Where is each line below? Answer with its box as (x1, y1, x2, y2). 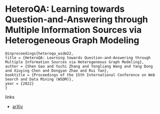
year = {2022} (5, 81, 34, 86)
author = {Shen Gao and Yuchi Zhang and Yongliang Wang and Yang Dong (5, 64, 153, 69)
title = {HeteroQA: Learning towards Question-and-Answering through (5, 55, 151, 60)
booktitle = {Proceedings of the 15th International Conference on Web (5, 72, 155, 77)
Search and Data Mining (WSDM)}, (5, 77, 74, 82)
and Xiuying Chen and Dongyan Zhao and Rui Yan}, (5, 68, 109, 73)
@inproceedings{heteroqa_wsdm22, (5, 51, 74, 56)
